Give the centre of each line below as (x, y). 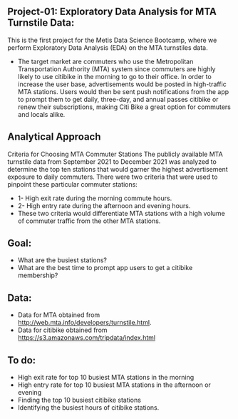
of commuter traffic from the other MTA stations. (89, 221)
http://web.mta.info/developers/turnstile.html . (84, 323)
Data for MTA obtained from (59, 315)
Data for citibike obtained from (63, 330)
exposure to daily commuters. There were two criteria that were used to (113, 177)
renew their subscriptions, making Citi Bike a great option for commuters (124, 107)
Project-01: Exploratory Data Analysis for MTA (112, 12)
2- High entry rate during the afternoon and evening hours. (104, 205)
